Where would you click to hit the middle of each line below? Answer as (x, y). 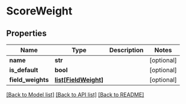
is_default (24, 70)
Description (126, 50)
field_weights (29, 80)
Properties (26, 33)
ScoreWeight (39, 11)
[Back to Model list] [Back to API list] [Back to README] (75, 95)
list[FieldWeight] (79, 80)
